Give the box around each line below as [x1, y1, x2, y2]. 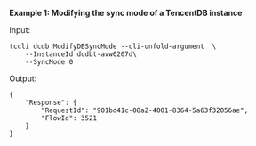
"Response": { [25, 98, 77, 107]
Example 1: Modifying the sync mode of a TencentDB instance [9, 8, 243, 18]
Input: [9, 25, 31, 35]
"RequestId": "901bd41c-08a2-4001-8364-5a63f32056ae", [41, 106, 249, 115]
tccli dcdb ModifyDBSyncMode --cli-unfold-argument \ [9, 42, 217, 51]
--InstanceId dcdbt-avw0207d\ [25, 50, 138, 59]
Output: [9, 73, 37, 84]
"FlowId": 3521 [41, 114, 98, 123]
